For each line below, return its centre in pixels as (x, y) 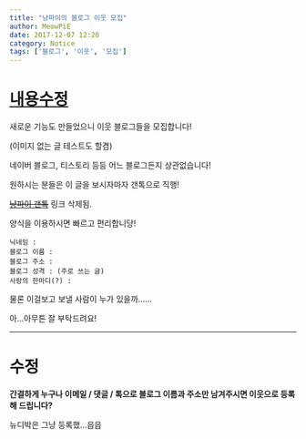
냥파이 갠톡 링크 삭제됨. (51, 204)
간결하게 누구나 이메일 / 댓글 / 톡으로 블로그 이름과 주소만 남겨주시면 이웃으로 (144, 394)
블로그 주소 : (31, 262)
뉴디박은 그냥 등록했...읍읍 (56, 425)
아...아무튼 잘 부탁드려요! (53, 319)
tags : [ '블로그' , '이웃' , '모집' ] (68, 52)
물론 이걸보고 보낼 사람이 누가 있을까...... (81, 299)
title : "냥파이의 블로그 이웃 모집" (68, 18)
